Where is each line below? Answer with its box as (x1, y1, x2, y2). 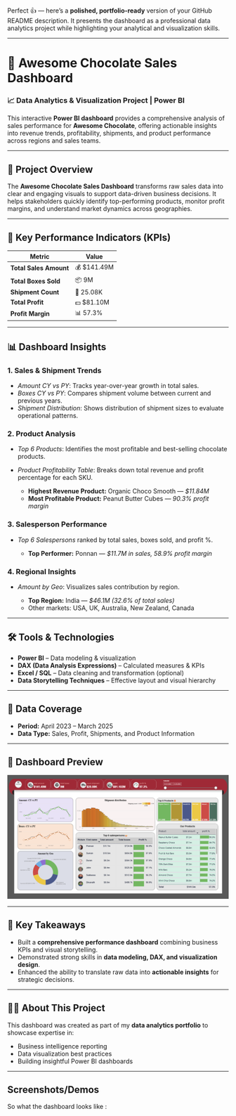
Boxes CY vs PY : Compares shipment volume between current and (17, 389, 211, 398)
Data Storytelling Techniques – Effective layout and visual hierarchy (17, 676, 216, 684)
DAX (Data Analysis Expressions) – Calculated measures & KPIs (17, 661, 205, 670)
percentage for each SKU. (17, 474, 93, 482)
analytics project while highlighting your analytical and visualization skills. (7, 24, 220, 32)
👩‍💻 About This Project (7, 1002, 105, 1014)
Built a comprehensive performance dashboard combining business (17, 937, 218, 946)
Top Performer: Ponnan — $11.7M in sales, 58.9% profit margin (27, 549, 213, 557)
